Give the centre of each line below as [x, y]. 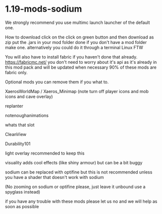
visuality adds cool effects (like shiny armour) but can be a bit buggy [74, 162]
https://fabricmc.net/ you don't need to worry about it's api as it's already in [81, 62]
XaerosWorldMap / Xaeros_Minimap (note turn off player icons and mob [77, 91]
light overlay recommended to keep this [45, 153]
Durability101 [18, 144]
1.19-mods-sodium [44, 9]
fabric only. [16, 72]
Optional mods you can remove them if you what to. [57, 82]
